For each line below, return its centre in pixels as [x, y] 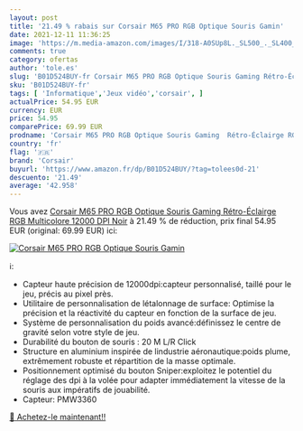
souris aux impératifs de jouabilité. [86, 390]
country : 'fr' [36, 144]
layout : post [34, 18]
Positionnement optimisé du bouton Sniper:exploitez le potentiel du [147, 370]
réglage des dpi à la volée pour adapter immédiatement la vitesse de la [154, 380]
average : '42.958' [44, 186]
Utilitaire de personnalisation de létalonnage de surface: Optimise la [148, 304]
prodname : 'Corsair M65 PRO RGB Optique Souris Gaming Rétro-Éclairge [147, 136]
